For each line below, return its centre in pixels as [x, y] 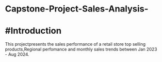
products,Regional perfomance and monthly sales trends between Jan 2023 [81, 50]
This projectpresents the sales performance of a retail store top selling [75, 44]
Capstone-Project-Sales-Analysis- [77, 9]
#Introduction [33, 31]
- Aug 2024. [17, 54]
